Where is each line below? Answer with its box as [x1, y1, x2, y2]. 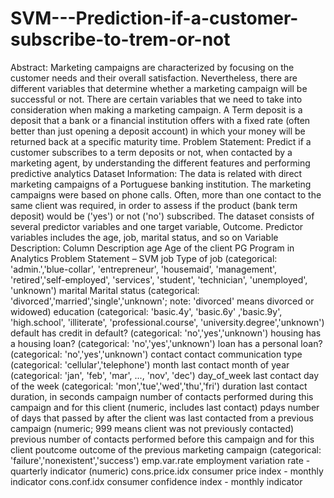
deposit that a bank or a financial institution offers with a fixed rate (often [10, 114, 311, 126]
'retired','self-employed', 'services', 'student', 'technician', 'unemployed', [10, 273, 308, 286]
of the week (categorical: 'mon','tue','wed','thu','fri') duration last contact [10, 380, 308, 392]
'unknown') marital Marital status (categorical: [10, 284, 200, 296]
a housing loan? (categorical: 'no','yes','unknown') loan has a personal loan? [10, 337, 323, 349]
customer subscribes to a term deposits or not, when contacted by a [10, 146, 293, 158]
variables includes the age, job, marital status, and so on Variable [10, 231, 279, 243]
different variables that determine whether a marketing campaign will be [10, 82, 308, 94]
